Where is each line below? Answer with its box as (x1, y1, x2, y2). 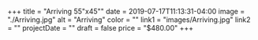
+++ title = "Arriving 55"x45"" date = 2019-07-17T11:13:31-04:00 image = (7, 7, 245, 16)
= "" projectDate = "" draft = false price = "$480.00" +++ (7, 24, 194, 32)
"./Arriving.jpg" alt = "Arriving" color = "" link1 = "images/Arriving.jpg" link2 (7, 15, 251, 24)
